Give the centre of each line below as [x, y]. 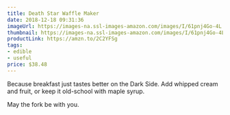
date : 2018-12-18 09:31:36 [46, 20]
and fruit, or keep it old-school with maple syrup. [76, 91]
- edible [20, 52]
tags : [15, 45]
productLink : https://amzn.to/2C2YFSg [62, 39]
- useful [20, 58]
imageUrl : [21, 26]
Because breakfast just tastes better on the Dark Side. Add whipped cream [113, 84]
